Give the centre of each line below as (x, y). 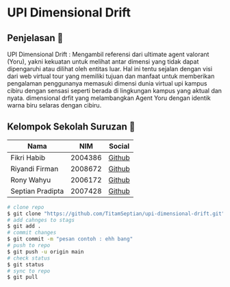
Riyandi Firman (35, 169)
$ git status (26, 264)
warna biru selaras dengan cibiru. (54, 105)
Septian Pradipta (37, 191)
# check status (29, 258)
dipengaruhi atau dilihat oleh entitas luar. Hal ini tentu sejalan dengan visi (110, 69)
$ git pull (23, 277)
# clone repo (26, 207)
